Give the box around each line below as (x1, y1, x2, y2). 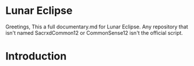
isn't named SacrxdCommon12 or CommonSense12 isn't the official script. (5, 29, 183, 36)
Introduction (5, 50, 67, 63)
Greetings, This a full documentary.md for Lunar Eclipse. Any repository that (5, 23, 189, 30)
